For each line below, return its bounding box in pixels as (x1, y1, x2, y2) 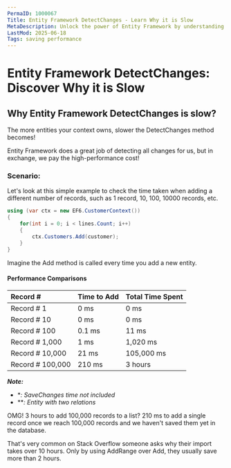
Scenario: (7, 171, 41, 181)
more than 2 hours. (7, 454, 62, 462)
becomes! (7, 133, 36, 142)
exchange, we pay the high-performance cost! (7, 154, 140, 162)
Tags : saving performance (7, 36, 82, 43)
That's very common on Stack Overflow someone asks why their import (7, 439, 212, 447)
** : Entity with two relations (17, 398, 96, 406)
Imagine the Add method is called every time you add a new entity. (7, 258, 197, 266)
